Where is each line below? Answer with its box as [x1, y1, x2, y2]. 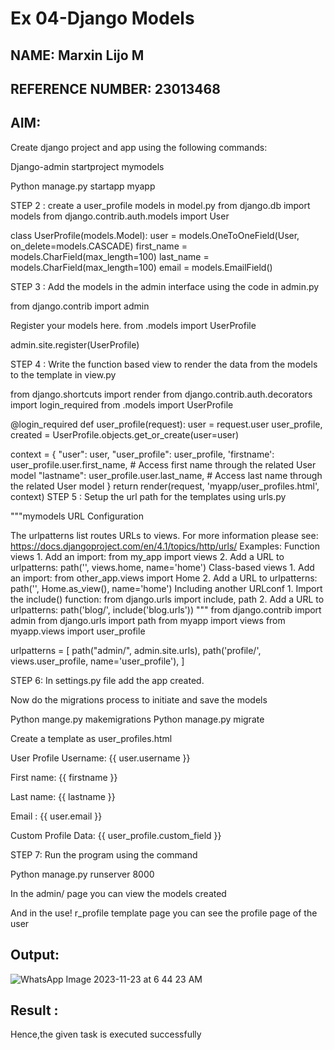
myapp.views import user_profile [10, 625, 146, 637]
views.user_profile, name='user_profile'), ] [10, 655, 185, 667]
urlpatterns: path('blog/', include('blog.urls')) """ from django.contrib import [10, 603, 322, 616]
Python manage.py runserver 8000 [10, 868, 155, 880]
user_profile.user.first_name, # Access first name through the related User [10, 458, 317, 471]
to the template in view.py [10, 368, 117, 381]
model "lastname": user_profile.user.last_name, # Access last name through [10, 469, 323, 481]
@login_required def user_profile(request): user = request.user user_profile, [10, 418, 323, 430]
